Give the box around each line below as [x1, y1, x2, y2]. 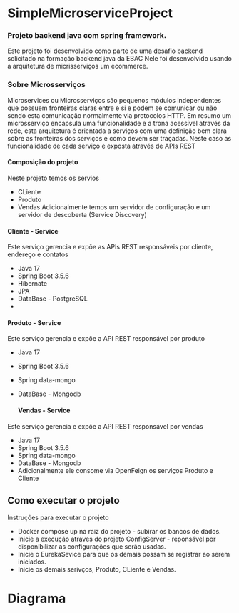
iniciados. [17, 557, 46, 566]
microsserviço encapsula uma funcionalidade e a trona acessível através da [7, 119, 230, 127]
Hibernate [17, 279, 48, 288]
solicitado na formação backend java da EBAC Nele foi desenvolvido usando [7, 54, 232, 63]
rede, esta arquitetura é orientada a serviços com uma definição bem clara [7, 126, 227, 135]
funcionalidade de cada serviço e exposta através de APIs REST [7, 141, 196, 150]
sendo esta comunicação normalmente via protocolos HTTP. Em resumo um [7, 111, 232, 119]
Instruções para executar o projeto [7, 513, 109, 522]
